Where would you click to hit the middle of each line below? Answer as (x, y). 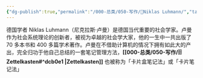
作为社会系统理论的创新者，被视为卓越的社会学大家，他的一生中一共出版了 (99, 37)
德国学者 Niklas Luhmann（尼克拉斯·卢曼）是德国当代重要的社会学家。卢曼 (99, 29)
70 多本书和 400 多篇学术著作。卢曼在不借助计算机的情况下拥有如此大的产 (99, 44)
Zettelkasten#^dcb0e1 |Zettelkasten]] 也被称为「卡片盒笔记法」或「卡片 (98, 61)
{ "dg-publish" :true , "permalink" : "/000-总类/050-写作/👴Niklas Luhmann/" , (98, 12)
